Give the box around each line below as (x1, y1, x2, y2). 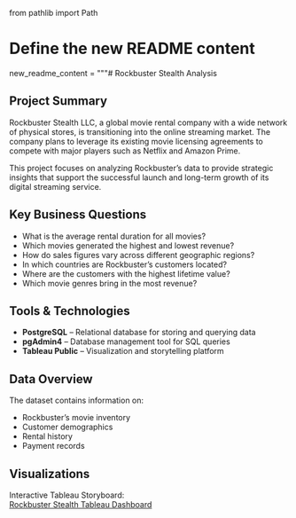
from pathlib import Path (9, 8, 98, 18)
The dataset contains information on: (9, 395, 144, 406)
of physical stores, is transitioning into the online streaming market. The (9, 126, 271, 137)
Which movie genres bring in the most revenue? (21, 278, 198, 288)
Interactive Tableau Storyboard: (9, 490, 125, 500)
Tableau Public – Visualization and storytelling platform (21, 346, 224, 357)
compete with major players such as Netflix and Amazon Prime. (9, 145, 241, 156)
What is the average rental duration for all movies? (21, 231, 206, 241)
